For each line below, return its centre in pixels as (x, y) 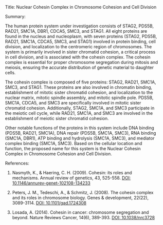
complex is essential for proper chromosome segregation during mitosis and (81, 62)
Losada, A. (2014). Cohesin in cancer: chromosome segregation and (81, 212)
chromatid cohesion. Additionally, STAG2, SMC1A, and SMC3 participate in (80, 108)
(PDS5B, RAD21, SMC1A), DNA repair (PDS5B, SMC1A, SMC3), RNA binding (81, 133)
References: (17, 163)
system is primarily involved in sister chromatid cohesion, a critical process (80, 52)
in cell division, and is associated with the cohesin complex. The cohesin (78, 57)
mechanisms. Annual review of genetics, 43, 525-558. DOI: (71, 178)
